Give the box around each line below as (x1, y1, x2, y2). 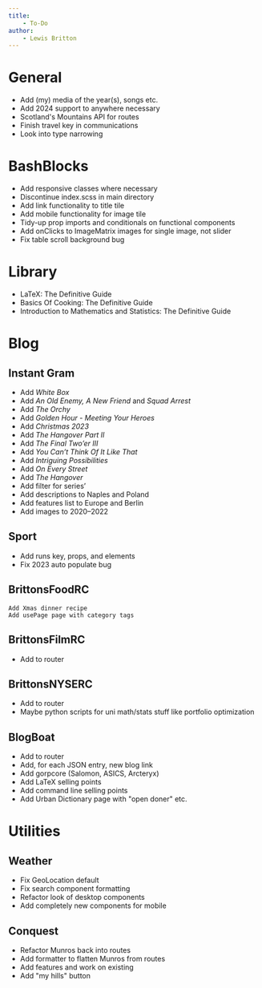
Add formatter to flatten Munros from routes (19, 954, 166, 963)
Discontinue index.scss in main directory (19, 192, 155, 202)
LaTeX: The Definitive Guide (19, 289, 112, 299)
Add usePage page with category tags (8, 611, 135, 619)
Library (8, 263, 58, 281)
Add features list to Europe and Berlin (19, 498, 144, 508)
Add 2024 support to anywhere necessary (19, 103, 160, 113)
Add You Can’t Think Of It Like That (19, 447, 138, 457)
